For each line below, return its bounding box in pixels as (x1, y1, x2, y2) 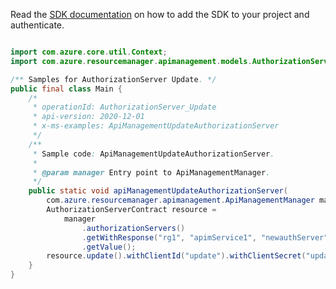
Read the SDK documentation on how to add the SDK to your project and (10, 9, 310, 20)
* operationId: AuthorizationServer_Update (32, 102, 217, 113)
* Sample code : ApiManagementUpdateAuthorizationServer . (32, 149, 275, 159)
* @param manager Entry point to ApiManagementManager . (32, 167, 271, 178)
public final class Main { (10, 84, 123, 94)
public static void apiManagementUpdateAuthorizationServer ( (28, 186, 288, 196)
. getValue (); (81, 242, 137, 252)
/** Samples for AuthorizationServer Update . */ (10, 74, 217, 84)
